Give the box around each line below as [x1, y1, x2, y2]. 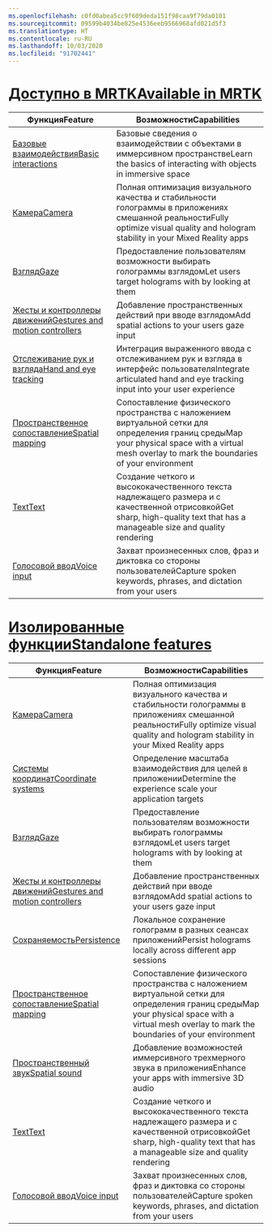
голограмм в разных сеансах [132, 923, 249, 935]
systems [12, 783, 45, 794]
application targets [132, 793, 204, 804]
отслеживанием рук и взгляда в [116, 352, 243, 364]
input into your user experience [116, 383, 236, 395]
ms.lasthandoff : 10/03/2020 [8, 42, 104, 50]
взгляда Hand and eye [12, 363, 96, 374]
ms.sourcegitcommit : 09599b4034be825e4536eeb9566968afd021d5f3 [8, 19, 227, 28]
